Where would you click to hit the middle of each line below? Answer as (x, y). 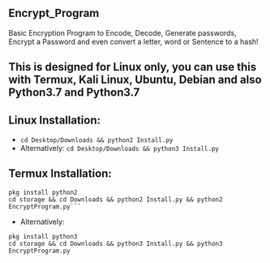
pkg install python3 (43, 236)
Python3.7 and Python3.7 (74, 93)
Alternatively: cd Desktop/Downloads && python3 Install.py (119, 149)
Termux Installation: (60, 174)
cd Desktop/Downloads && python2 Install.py (96, 140)
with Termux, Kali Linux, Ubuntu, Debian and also (135, 80)
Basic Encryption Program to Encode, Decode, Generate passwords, (122, 32)
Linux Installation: (55, 120)
